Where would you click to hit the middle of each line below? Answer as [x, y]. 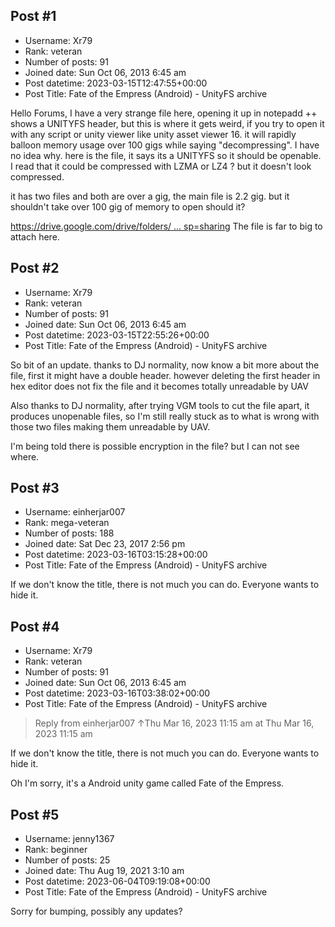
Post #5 [35, 814]
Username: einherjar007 [75, 512]
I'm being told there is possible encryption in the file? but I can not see [155, 446]
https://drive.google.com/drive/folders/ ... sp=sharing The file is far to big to [166, 226]
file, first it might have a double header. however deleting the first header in [165, 375]
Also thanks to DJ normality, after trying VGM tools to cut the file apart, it [160, 405]
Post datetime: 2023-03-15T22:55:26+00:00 [117, 335]
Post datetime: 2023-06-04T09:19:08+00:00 [117, 881]
